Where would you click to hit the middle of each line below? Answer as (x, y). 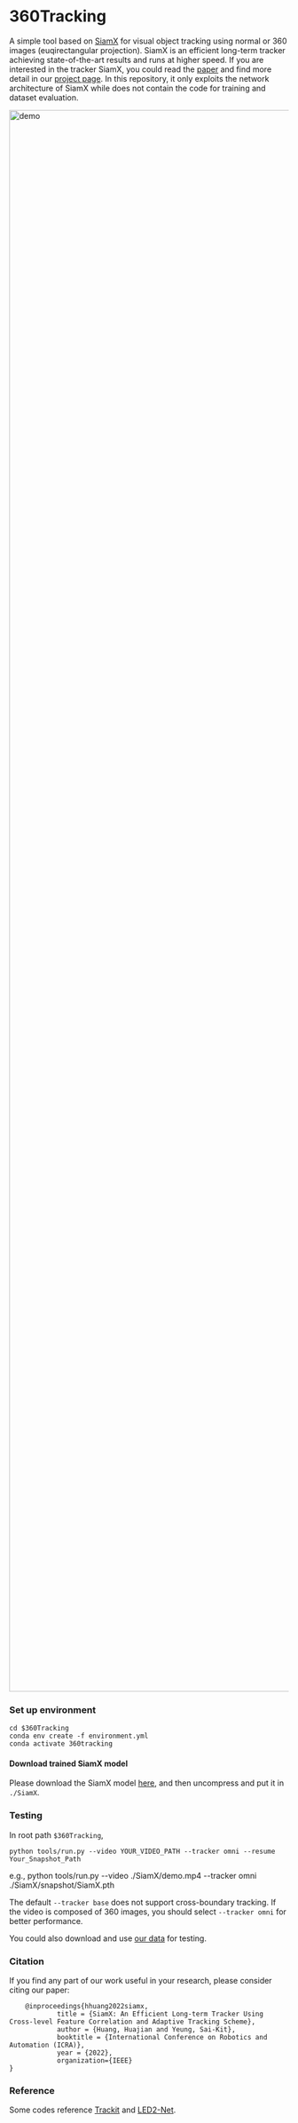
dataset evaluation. (44, 97)
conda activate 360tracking (61, 1744)
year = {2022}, (85, 2053)
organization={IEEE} (94, 2061)
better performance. (46, 1921)
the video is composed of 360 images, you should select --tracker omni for (148, 1912)
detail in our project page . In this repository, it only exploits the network (139, 78)
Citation (27, 1961)
